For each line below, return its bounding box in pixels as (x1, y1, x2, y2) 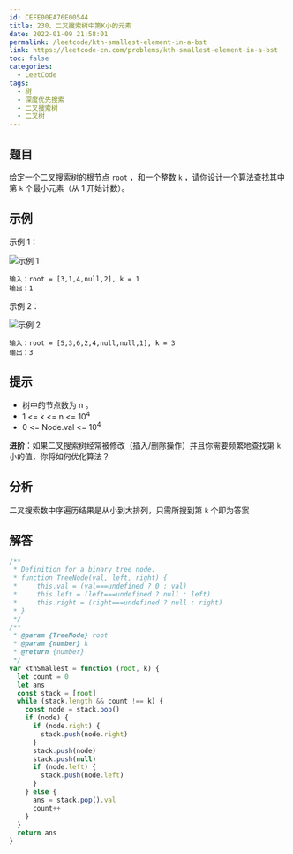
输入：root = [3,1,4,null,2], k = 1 (9, 274, 140, 283)
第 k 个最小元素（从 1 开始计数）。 (9, 182, 130, 193)
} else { (25, 788, 57, 796)
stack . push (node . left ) (41, 771, 124, 780)
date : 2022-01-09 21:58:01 (9, 29, 109, 38)
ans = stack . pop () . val (32, 796, 116, 804)
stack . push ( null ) (32, 754, 97, 764)
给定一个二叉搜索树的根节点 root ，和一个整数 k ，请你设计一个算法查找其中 (9, 172, 285, 182)
